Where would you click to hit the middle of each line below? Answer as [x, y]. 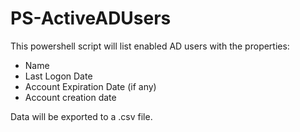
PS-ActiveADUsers [91, 18]
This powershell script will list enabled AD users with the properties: [150, 46]
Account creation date [70, 97]
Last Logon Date [58, 76]
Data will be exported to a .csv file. [81, 116]
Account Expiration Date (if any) [90, 86]
